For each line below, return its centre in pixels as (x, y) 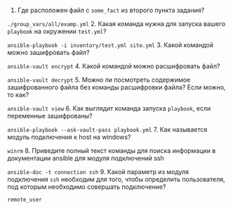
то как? (18, 95)
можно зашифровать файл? (48, 52)
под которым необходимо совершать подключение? (87, 187)
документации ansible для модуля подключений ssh (86, 158)
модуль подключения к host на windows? (69, 137)
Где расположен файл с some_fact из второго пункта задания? (111, 10)
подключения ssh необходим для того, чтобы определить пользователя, (116, 179)
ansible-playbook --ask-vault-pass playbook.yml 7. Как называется (107, 129)
